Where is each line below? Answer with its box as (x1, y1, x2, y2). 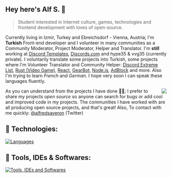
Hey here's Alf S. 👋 (5, 5, 66, 14)
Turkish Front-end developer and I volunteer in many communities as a (5, 40, 155, 46)
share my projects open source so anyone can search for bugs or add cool (5, 93, 163, 99)
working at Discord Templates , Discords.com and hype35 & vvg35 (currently (5, 50, 167, 57)
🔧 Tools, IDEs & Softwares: (5, 153, 91, 162)
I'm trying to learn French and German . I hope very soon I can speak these (5, 73, 163, 79)
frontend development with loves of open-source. (17, 24, 123, 30)
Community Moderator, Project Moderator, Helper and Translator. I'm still (5, 45, 160, 51)
